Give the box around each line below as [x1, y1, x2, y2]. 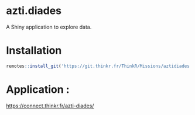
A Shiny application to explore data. [6, 23, 92, 30]
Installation [6, 44, 62, 57]
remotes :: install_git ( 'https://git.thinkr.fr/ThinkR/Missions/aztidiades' [6, 63, 193, 69]
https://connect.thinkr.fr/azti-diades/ [6, 102, 94, 109]
